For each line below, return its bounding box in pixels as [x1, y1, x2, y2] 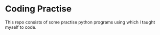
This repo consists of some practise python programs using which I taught [5, 19, 155, 25]
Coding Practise [5, 3, 72, 14]
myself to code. [5, 24, 37, 30]
